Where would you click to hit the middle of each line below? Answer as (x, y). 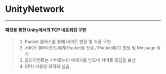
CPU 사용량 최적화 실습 (47, 66)
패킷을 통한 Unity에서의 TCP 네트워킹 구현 (46, 30)
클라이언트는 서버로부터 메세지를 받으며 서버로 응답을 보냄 (80, 60)
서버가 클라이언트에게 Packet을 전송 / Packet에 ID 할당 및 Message (90, 48)
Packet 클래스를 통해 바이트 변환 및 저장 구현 (68, 42)
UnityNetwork (35, 9)
